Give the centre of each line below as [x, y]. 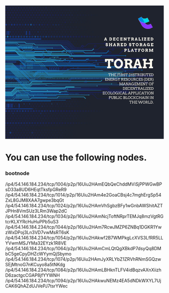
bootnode [17, 173]
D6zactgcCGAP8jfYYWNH [33, 275]
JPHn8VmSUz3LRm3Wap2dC [36, 211]
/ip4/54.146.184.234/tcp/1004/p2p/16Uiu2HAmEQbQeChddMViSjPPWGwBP [84, 184]
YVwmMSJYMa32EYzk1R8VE [36, 243]
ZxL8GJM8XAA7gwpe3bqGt [35, 200]
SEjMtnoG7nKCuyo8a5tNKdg [35, 264]
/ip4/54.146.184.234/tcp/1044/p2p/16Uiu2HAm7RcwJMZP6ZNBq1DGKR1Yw [83, 227]
